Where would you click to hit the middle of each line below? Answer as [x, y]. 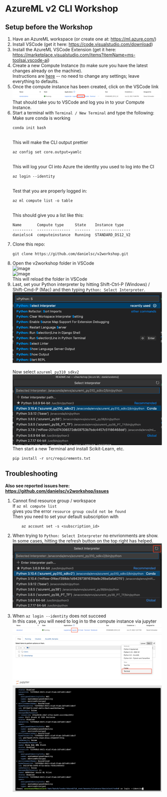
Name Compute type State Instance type [68, 225]
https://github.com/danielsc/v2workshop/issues [57, 491]
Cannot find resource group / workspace [54, 501]
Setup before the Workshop [49, 27]
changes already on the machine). [47, 71]
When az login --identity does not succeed [59, 616]
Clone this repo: [29, 244]
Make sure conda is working [41, 118]
